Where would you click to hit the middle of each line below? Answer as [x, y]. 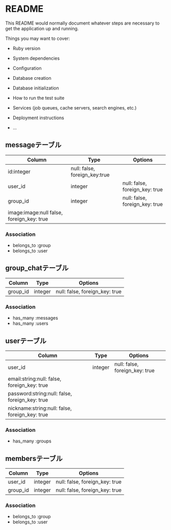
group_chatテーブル [37, 268]
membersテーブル [34, 458]
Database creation [32, 78]
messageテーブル [33, 145]
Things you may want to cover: [38, 38]
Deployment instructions [38, 118]
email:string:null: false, [35, 379]
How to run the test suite [38, 98]
